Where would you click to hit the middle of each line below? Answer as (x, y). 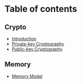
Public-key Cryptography (37, 49)
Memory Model (27, 76)
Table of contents (41, 9)
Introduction (24, 39)
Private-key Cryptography (38, 44)
